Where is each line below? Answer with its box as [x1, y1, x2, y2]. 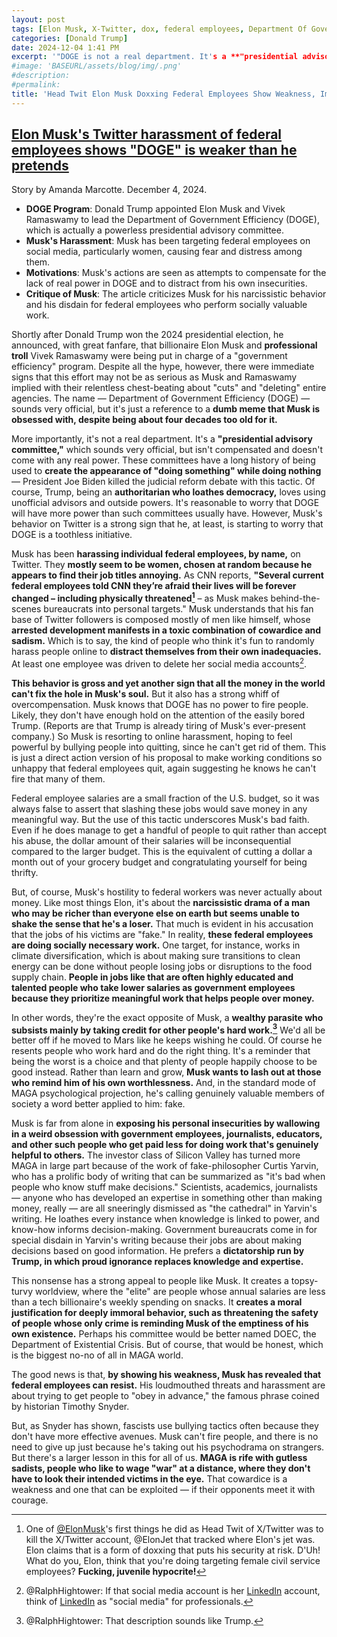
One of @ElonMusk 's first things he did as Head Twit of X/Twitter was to [25, 1523, 324, 1535]
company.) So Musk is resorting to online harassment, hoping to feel [11, 730, 293, 742]
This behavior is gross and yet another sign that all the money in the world [11, 677, 326, 689]
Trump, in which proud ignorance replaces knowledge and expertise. [11, 1256, 304, 1268]
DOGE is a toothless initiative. [11, 529, 133, 541]
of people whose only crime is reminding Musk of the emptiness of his [11, 1317, 309, 1330]
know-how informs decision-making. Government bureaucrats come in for [11, 1224, 318, 1236]
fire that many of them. [11, 772, 106, 785]
